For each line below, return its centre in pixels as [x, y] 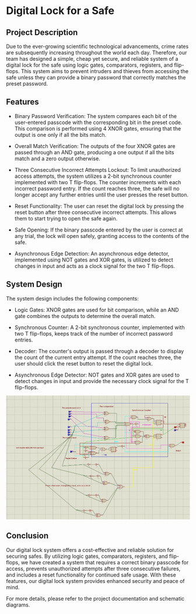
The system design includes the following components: [72, 298]
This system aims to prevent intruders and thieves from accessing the [104, 71]
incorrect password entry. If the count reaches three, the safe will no [97, 188]
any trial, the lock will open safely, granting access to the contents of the [102, 236]
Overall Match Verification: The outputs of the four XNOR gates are [95, 146]
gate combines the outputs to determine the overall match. [85, 316]
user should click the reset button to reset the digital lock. [84, 363]
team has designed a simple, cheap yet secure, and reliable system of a [92, 59]
